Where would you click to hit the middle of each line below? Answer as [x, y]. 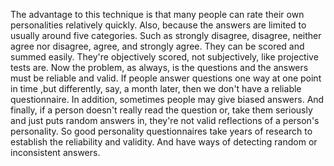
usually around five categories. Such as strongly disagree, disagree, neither [166, 35]
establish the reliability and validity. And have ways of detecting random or [164, 142]
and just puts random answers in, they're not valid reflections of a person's [165, 120]
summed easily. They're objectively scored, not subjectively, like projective [164, 57]
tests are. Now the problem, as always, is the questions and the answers [159, 67]
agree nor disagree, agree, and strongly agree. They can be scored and [157, 46]
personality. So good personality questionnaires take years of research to [161, 131]
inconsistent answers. [55, 152]
